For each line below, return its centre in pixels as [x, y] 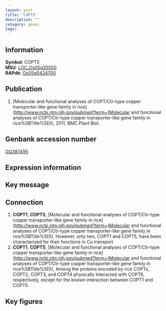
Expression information [43, 168]
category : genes [22, 24]
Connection [24, 202]
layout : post [19, 10]
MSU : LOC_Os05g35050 [31, 68]
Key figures [24, 302]
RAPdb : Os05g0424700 [31, 73]
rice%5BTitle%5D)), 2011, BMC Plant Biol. [56, 123]
